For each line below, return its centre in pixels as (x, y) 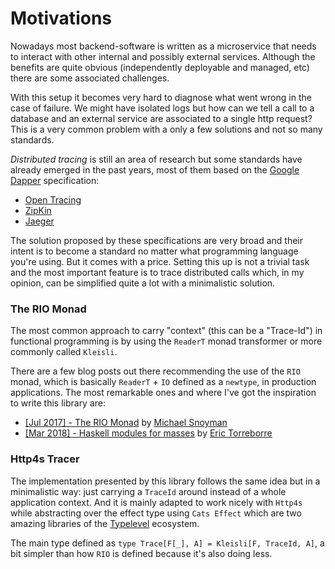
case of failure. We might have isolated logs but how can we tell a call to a (162, 108)
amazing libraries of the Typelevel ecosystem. (105, 523)
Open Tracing (53, 199)
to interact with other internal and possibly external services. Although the (163, 56)
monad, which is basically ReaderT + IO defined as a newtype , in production (163, 382)
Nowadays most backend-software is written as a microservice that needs (163, 46)
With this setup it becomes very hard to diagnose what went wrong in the (161, 97)
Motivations (61, 18)
